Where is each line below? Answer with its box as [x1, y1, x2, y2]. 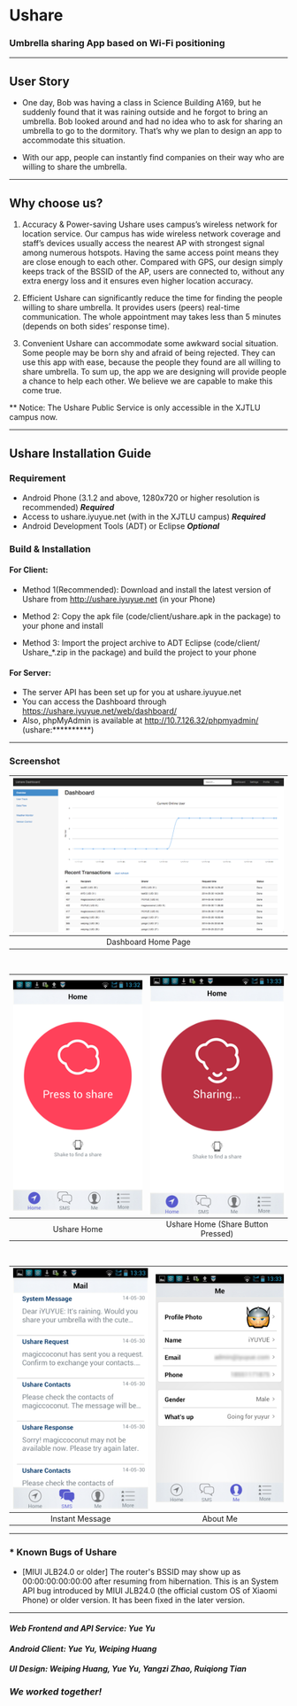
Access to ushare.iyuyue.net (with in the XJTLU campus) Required [21, 511, 266, 522]
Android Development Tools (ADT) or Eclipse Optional [21, 520, 220, 531]
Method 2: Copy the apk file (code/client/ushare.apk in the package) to [21, 610, 281, 621]
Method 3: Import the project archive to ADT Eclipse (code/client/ [21, 637, 261, 648]
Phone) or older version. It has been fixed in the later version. [21, 1594, 246, 1605]
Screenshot [9, 755, 60, 767]
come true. [21, 385, 62, 396]
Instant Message [49, 1513, 111, 1524]
